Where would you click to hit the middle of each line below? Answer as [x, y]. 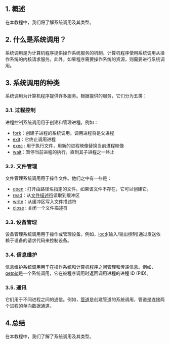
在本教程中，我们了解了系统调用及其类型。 [50, 336]
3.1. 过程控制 [20, 110]
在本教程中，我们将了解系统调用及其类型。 [50, 22]
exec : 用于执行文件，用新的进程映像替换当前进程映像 [68, 145]
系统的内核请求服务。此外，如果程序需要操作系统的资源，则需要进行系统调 [87, 59]
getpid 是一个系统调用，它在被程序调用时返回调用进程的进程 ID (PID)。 [78, 273]
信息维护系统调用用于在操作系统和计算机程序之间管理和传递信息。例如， [80, 267]
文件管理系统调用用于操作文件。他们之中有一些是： [58, 178]
